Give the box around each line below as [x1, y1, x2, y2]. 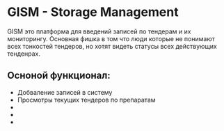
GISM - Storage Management [7, 4, 179, 20]
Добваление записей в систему [17, 88, 113, 96]
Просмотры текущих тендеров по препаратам [17, 95, 156, 104]
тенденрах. [7, 49, 40, 58]
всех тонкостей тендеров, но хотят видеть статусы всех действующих [7, 42, 217, 50]
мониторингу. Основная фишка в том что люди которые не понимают [7, 34, 216, 43]
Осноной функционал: [7, 70, 111, 82]
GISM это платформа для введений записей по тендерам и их [7, 27, 191, 36]
